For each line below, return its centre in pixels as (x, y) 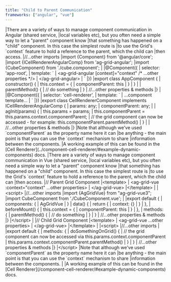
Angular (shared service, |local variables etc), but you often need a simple (83, 35)
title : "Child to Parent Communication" (49, 10)
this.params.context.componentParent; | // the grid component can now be (84, 116)
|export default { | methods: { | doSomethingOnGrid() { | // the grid (75, 231)
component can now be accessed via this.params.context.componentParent (86, 236)
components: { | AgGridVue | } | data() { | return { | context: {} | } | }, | (78, 204)
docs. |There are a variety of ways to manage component (95, 155)
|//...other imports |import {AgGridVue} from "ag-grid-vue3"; (88, 193)
